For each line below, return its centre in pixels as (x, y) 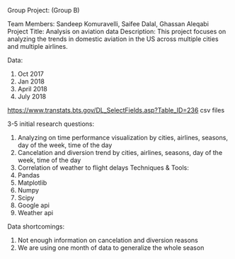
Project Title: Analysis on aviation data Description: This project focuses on (117, 31)
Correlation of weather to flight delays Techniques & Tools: (103, 168)
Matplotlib (32, 183)
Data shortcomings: (36, 226)
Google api (33, 205)
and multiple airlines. (38, 46)
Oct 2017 (31, 74)
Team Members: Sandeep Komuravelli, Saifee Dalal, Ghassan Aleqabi (108, 24)
